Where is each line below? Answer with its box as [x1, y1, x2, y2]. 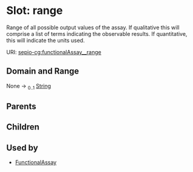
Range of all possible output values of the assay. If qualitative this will [6, 24, 180, 31]
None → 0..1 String [6, 82, 52, 91]
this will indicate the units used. [6, 36, 85, 44]
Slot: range [6, 4, 63, 18]
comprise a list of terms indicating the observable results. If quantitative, [6, 30, 188, 37]
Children [6, 122, 39, 132]
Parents [6, 101, 36, 111]
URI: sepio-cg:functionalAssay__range [6, 48, 102, 55]
